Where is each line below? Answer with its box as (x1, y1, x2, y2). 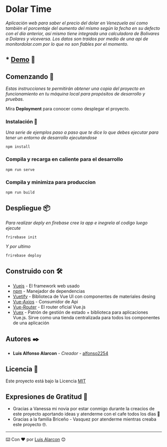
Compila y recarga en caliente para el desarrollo (5, 156, 123, 163)
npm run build (5, 190, 35, 195)
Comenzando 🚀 (5, 72, 54, 81)
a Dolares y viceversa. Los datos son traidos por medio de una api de (5, 36, 148, 42)
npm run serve (5, 167, 35, 172)
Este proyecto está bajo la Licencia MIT (5, 378, 86, 384)
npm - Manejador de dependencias (12, 288, 85, 294)
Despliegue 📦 (5, 204, 51, 212)
